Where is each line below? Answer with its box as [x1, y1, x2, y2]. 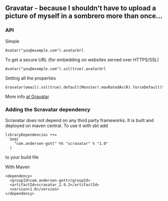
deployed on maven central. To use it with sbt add [5, 122, 108, 128]
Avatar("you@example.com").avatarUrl [5, 47, 84, 53]
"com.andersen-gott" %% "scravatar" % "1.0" [14, 141, 108, 146]
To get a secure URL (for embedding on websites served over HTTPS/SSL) [5, 56, 159, 62]
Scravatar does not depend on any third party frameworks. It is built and [5, 117, 154, 123]
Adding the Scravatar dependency [5, 106, 91, 113]
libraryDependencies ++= [5, 132, 57, 137]
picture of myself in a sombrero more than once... [5, 12, 163, 20]
